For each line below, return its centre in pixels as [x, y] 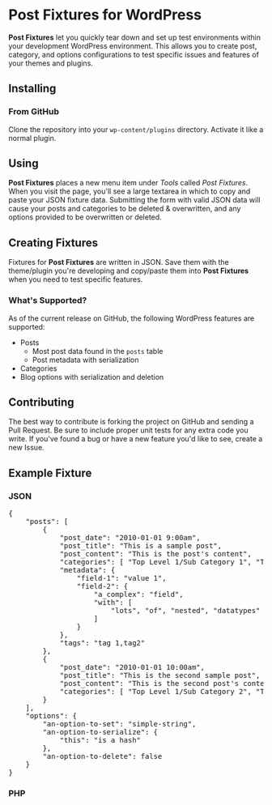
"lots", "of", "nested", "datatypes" [185, 611]
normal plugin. [32, 138]
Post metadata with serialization [85, 360]
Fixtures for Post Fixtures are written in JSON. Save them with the [119, 262]
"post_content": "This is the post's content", [156, 554]
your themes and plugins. [51, 63]
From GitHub [34, 112]
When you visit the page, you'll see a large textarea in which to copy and [130, 191]
